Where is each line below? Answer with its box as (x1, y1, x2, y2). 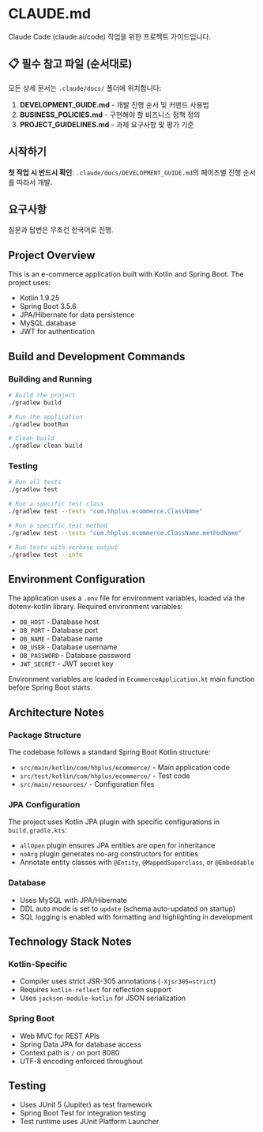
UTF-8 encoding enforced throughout (19, 1056, 144, 1066)
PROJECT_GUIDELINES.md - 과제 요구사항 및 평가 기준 (19, 119, 195, 129)
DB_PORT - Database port (19, 626, 99, 635)
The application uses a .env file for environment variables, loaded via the (8, 593, 246, 603)
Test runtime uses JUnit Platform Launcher (19, 1117, 160, 1126)
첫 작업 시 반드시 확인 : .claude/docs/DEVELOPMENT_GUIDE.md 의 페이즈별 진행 (8, 167, 242, 177)
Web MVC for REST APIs (19, 1031, 100, 1040)
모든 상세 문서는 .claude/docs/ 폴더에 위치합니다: (8, 83, 162, 92)
